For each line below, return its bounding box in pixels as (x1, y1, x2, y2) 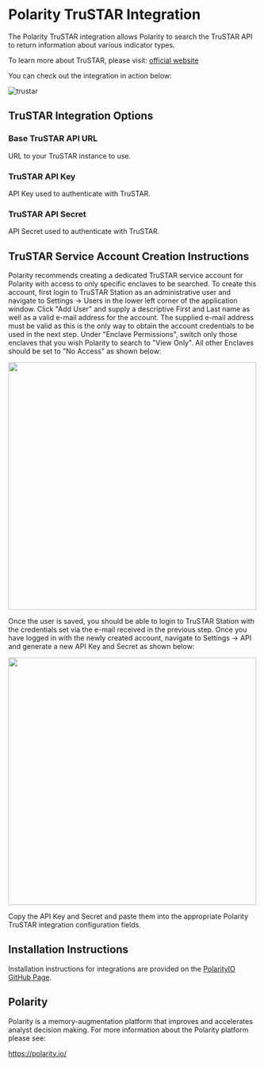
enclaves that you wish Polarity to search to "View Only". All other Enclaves (8, 338, 254, 348)
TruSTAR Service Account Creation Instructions (8, 250, 250, 263)
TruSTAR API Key (8, 170, 76, 181)
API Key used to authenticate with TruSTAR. (8, 189, 151, 198)
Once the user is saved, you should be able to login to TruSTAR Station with (8, 617, 255, 626)
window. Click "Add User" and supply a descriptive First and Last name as (8, 304, 251, 314)
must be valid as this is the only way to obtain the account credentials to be (8, 321, 254, 330)
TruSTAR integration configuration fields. (8, 920, 141, 930)
